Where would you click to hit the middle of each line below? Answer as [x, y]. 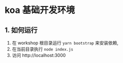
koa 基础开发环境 [40, 10]
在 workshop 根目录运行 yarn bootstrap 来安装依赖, [65, 43]
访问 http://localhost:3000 [39, 55]
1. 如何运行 [21, 30]
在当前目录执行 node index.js [42, 49]
